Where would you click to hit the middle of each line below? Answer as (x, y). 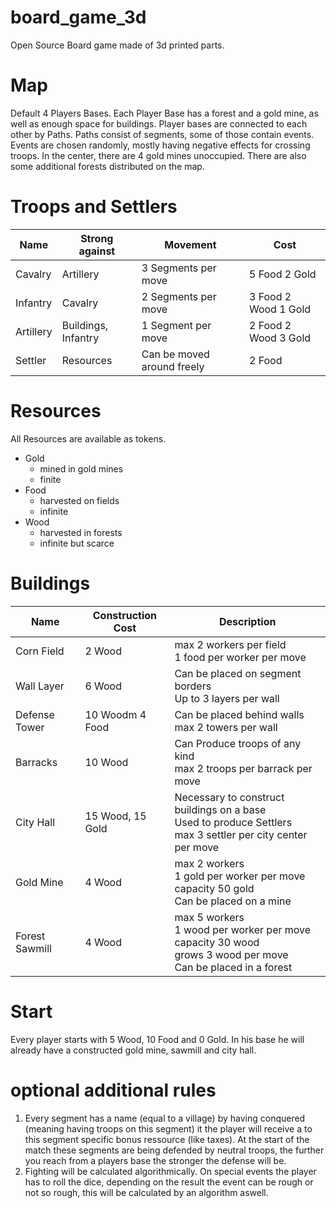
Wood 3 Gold (280, 338)
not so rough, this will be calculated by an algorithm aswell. (146, 1192)
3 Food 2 (270, 296)
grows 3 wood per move (231, 954)
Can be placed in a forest (233, 967)
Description (247, 621)
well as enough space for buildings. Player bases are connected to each (159, 123)
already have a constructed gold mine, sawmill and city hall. (133, 1050)
